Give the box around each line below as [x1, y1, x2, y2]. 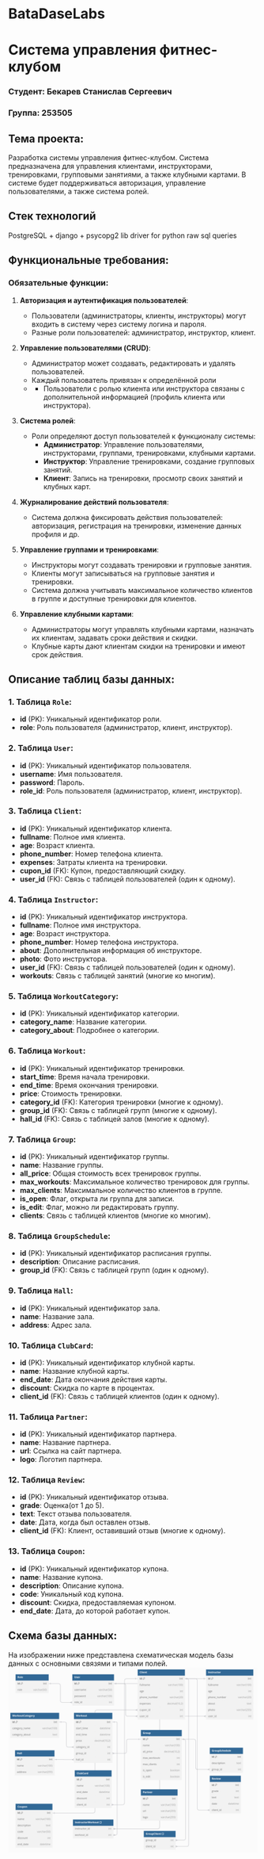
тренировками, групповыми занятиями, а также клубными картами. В [8, 170, 247, 179]
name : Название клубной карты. [19, 1366, 130, 1375]
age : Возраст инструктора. [19, 929, 111, 939]
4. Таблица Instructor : [8, 893, 99, 905]
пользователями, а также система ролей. [8, 187, 149, 197]
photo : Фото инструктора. [19, 954, 108, 964]
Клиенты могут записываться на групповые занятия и [31, 568, 215, 578]
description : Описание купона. [19, 1581, 124, 1590]
